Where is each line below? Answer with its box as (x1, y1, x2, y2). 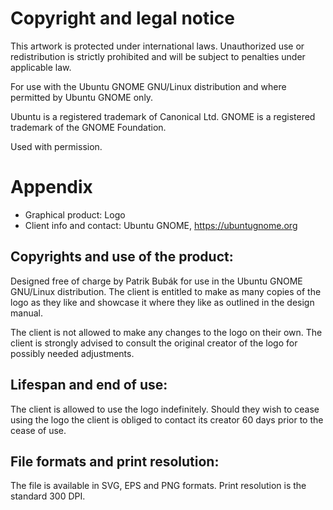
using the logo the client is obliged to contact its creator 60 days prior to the (10, 413, 324, 426)
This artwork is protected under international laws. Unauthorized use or (10, 40, 305, 52)
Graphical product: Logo (24, 208, 126, 221)
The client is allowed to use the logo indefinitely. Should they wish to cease (10, 403, 320, 415)
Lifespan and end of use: (10, 377, 168, 394)
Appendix (10, 176, 93, 199)
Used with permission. (10, 140, 103, 152)
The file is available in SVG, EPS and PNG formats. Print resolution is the (10, 480, 307, 492)
